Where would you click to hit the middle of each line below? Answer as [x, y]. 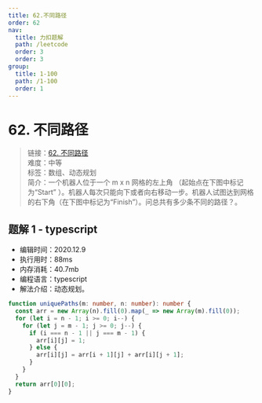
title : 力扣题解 [40, 37]
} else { [43, 348]
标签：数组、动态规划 [62, 173]
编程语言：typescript [53, 279]
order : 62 [24, 23]
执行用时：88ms [46, 259]
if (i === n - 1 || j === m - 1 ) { [87, 333]
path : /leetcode [42, 45]
